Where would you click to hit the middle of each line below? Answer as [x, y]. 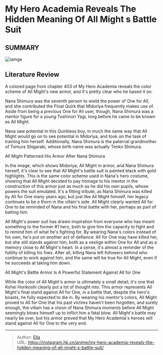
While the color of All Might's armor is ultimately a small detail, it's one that [80, 281]
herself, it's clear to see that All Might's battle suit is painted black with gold [81, 170]
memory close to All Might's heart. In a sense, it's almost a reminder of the [80, 247]
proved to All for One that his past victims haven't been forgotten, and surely [81, 302]
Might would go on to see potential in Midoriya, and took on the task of [76, 136]
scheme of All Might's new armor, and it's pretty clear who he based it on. [79, 92]
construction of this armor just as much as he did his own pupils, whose [77, 186]
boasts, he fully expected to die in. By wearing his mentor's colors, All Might [81, 297]
